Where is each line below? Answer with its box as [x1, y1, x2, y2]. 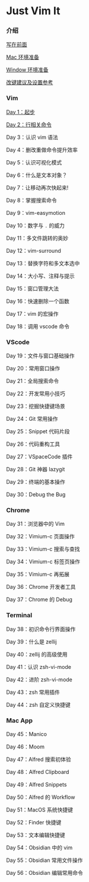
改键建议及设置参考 [6, 79, 53, 86]
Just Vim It [6, 4, 61, 18]
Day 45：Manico [6, 730, 47, 737]
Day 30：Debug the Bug [6, 491, 66, 498]
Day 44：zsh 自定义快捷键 [6, 701, 71, 708]
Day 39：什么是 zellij [6, 638, 58, 645]
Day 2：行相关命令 [6, 120, 52, 128]
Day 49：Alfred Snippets [6, 781, 67, 788]
